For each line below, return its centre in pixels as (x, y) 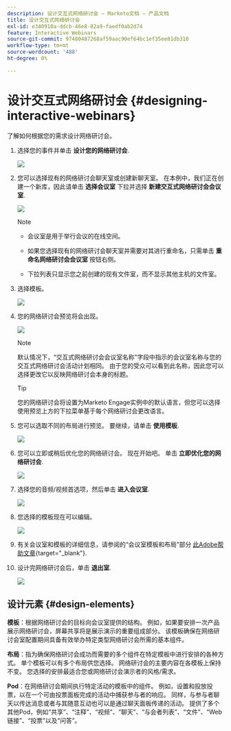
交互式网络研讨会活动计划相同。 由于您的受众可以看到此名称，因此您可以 (120, 365)
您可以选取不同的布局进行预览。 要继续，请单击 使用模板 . (98, 425)
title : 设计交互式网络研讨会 (44, 20)
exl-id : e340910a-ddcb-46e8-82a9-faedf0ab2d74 (75, 26)
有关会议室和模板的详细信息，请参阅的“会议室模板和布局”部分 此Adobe (117, 544)
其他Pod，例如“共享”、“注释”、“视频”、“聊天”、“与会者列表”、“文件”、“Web (114, 712)
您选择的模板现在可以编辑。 (56, 517)
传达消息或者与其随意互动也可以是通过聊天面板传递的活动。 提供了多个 (119, 703)
